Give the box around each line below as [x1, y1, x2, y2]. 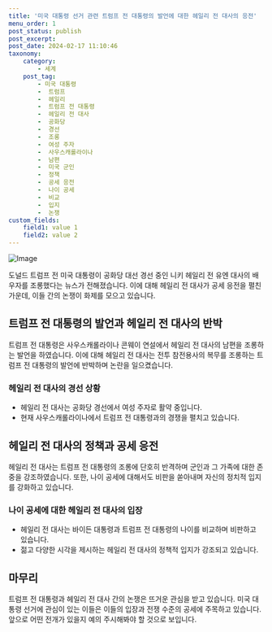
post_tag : [23, 72, 57, 81]
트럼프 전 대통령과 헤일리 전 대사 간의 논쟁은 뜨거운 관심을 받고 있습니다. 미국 [8, 595, 251, 604]
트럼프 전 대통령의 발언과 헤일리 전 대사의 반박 [8, 316, 223, 330]
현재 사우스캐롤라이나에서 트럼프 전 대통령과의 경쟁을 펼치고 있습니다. [19, 412, 240, 423]
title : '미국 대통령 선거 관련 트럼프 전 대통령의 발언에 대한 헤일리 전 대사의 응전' [8, 11, 257, 20]
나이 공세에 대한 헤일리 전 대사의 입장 [8, 504, 144, 516]
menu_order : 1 [8, 20, 57, 28]
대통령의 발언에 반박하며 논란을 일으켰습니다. [32, 360, 173, 370]
